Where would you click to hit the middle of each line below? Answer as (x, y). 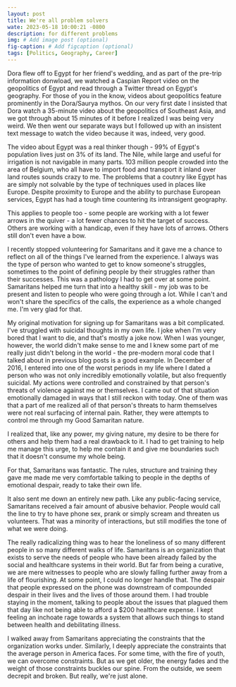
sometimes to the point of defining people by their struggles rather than (111, 272)
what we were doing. (38, 528)
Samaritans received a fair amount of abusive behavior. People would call (114, 506)
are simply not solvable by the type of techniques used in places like (107, 184)
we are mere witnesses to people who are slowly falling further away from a (117, 572)
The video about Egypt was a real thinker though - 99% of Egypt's (104, 147)
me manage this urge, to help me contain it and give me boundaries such (113, 449)
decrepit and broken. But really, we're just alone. (77, 676)
